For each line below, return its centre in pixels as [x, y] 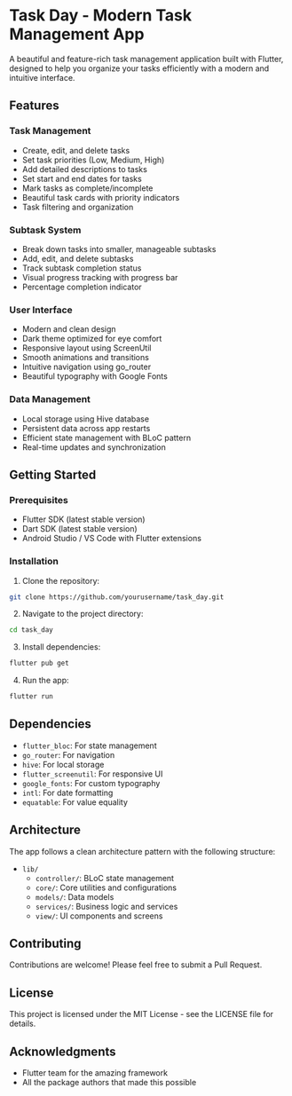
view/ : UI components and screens [99, 916]
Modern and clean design [69, 329]
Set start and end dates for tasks [82, 178]
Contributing [45, 944]
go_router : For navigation [68, 754]
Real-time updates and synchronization [94, 447]
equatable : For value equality [75, 802]
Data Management [50, 399]
